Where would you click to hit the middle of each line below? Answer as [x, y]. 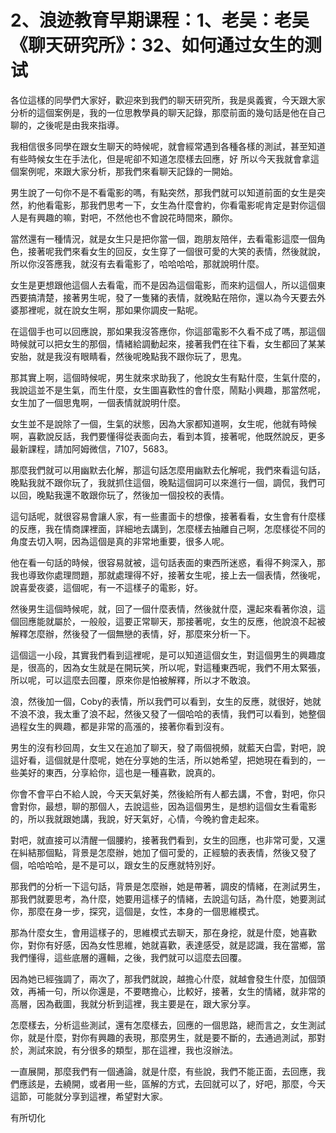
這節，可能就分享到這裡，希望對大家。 [89, 1096]
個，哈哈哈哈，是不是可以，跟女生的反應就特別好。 [115, 865]
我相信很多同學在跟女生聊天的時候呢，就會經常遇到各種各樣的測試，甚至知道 [168, 146]
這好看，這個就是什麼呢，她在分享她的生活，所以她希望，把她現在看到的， [163, 760]
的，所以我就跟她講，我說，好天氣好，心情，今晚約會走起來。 [137, 818]
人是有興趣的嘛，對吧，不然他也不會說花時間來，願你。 [124, 217]
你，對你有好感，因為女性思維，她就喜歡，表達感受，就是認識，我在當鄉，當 [168, 945]
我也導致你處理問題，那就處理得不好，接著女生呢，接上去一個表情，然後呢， [168, 575]
